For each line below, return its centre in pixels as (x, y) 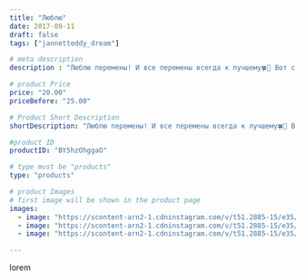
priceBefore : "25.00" (50, 101)
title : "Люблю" (38, 18)
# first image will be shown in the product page (105, 200)
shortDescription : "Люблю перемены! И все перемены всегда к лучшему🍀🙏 (148, 126)
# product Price (40, 84)
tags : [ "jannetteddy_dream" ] (64, 43)
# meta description (46, 60)
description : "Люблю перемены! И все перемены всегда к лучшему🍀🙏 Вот (148, 68)
